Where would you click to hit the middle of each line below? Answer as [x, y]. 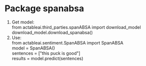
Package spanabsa [44, 9]
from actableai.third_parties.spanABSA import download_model [76, 27]
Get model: [23, 22]
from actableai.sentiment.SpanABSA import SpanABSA [68, 43]
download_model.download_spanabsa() [52, 32]
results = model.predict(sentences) [47, 58]
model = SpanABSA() [33, 48]
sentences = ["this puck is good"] [46, 53]
